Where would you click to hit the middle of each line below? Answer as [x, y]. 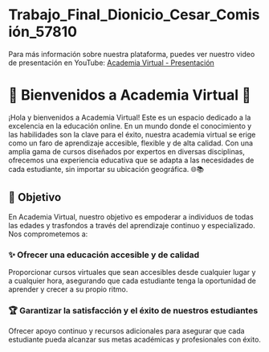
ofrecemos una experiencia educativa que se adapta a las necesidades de [131, 160]
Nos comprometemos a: [48, 234]
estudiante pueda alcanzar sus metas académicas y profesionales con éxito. [134, 340]
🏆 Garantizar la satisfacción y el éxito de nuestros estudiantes [133, 310]
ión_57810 [43, 32]
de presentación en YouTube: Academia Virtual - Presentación [111, 63]
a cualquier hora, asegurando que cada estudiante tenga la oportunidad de [132, 280]
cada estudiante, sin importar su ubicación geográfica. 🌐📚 [106, 169]
